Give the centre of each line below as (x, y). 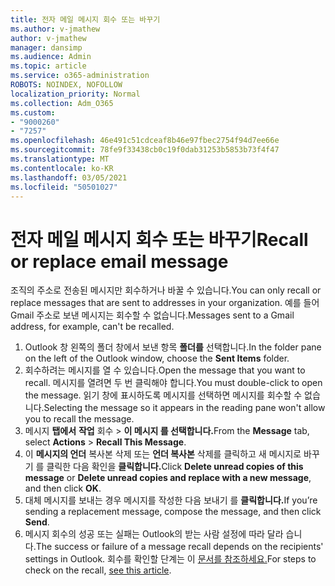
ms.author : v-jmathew (55, 29)
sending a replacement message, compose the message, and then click (173, 512)
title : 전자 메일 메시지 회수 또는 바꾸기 (85, 19)
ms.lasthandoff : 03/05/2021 (69, 177)
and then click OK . (63, 488)
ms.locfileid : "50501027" (64, 187)
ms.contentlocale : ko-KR (62, 168)
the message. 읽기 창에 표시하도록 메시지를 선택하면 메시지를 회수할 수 (163, 395)
